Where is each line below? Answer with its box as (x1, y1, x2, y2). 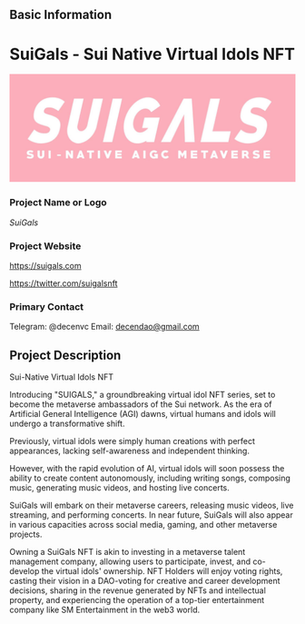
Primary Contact (9, 300, 84, 312)
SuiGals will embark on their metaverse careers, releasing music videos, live (9, 500, 294, 511)
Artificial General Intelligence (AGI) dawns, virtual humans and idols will (9, 409, 277, 420)
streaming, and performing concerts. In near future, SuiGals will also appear (9, 510, 293, 520)
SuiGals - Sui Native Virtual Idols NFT (9, 44, 295, 64)
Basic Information (9, 7, 113, 23)
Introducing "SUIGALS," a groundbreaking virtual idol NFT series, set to (9, 390, 276, 401)
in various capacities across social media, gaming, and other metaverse (9, 520, 278, 530)
